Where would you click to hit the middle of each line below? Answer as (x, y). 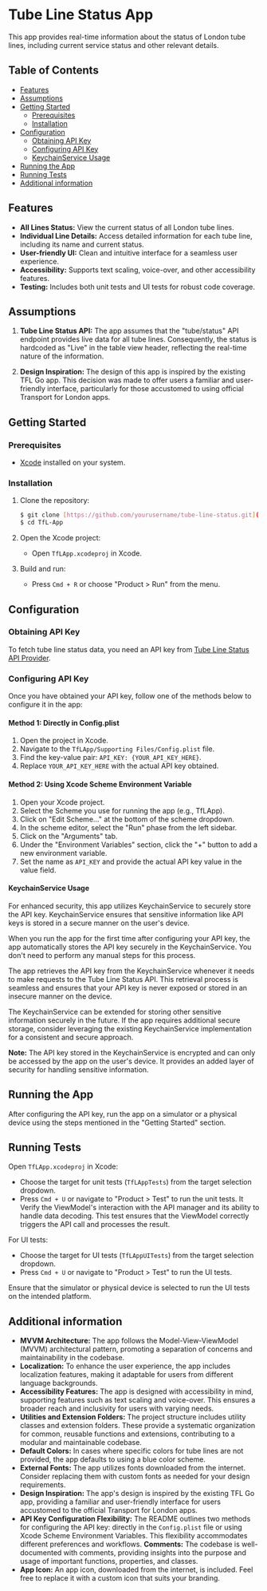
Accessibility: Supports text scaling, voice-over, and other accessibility (137, 270)
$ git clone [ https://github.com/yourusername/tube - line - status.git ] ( (139, 515)
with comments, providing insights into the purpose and (155, 1553)
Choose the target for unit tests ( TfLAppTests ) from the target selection (136, 1182)
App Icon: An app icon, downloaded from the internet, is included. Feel (136, 1569)
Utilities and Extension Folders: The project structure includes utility (133, 1417)
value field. (38, 870)
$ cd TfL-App (41, 523)
